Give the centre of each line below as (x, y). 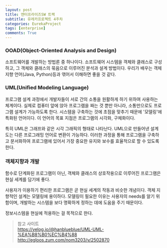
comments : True (21, 33)
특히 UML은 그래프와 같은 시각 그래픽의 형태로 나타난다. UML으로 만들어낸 (77, 128)
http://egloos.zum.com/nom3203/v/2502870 (63, 240)
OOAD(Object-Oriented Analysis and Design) (61, 50)
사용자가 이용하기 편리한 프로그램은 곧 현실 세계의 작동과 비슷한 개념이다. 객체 (80, 190)
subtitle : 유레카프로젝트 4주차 (34, 19)
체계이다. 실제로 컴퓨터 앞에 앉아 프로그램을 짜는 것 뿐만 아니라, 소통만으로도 (79, 105)
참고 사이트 (28, 224)
